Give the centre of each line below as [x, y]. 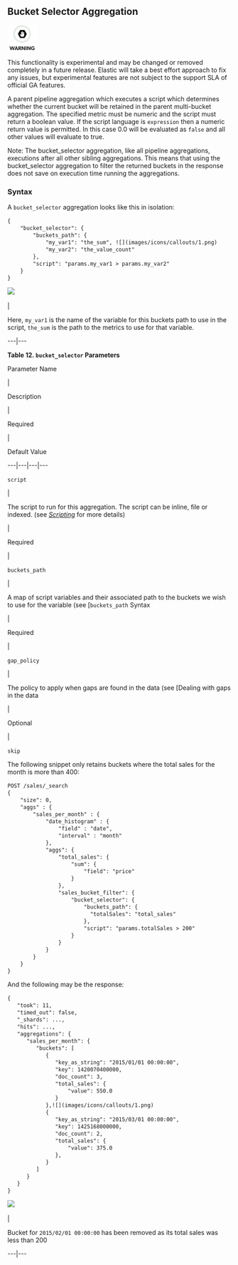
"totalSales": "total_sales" [133, 914]
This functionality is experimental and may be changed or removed [106, 62]
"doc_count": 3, [79, 1077]
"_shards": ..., [41, 1020]
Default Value [27, 452]
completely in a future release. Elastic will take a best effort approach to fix [117, 70]
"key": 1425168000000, [88, 1127]
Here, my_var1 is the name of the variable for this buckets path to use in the [117, 320]
